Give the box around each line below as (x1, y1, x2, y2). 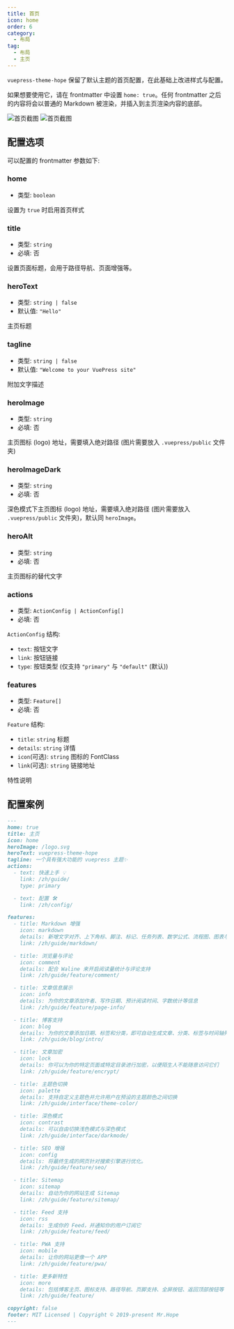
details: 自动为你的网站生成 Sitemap (19, 1190, 120, 1197)
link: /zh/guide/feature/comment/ (19, 972, 120, 979)
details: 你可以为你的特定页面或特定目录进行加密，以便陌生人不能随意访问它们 (19, 1062, 219, 1069)
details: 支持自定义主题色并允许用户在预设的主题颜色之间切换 (19, 1093, 178, 1101)
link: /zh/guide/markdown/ (19, 940, 98, 947)
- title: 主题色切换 (13, 1081, 68, 1088)
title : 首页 (7, 10, 40, 17)
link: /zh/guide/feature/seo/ (19, 1164, 108, 1171)
